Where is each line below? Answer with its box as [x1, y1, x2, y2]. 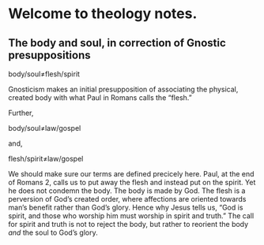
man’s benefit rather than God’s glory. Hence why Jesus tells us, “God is [8, 202, 243, 212]
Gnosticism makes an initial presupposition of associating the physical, [8, 84, 239, 94]
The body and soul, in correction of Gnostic [8, 36, 227, 50]
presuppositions [8, 48, 91, 61]
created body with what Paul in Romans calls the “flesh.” [8, 93, 192, 102]
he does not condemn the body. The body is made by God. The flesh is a [8, 186, 246, 195]
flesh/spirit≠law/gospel [8, 154, 84, 163]
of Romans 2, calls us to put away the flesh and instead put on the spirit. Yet [8, 178, 256, 187]
